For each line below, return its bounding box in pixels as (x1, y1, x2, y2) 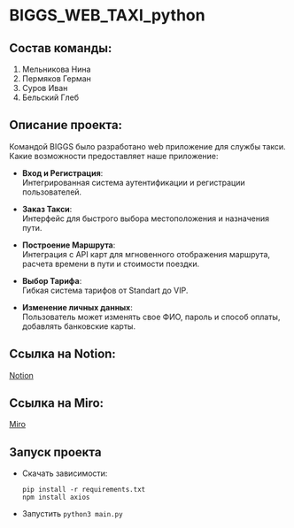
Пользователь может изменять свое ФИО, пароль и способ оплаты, (21, 311, 281, 322)
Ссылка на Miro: (9, 395, 104, 411)
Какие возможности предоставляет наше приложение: (9, 150, 219, 161)
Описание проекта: (9, 118, 122, 133)
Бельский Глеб (21, 92, 80, 103)
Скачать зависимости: (21, 468, 108, 478)
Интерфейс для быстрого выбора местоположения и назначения (21, 213, 270, 224)
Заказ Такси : (21, 203, 73, 214)
